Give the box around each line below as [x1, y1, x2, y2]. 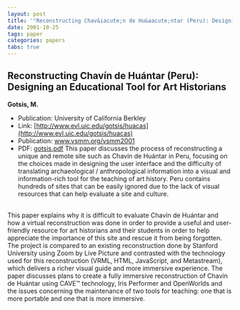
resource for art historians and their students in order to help [31, 226, 210, 234]
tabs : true [7, 43, 40, 51]
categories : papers [7, 37, 66, 44]
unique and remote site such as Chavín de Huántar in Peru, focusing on [17, 151, 228, 160]
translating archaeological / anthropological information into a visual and [17, 167, 231, 175]
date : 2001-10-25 [7, 24, 59, 31]
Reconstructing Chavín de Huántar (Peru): [7, 70, 199, 82]
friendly [7, 226, 31, 234]
